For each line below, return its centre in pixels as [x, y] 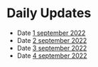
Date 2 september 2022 [52, 40]
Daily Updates [49, 13]
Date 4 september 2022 [52, 56]
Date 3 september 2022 [52, 48]
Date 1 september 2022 [51, 33]
